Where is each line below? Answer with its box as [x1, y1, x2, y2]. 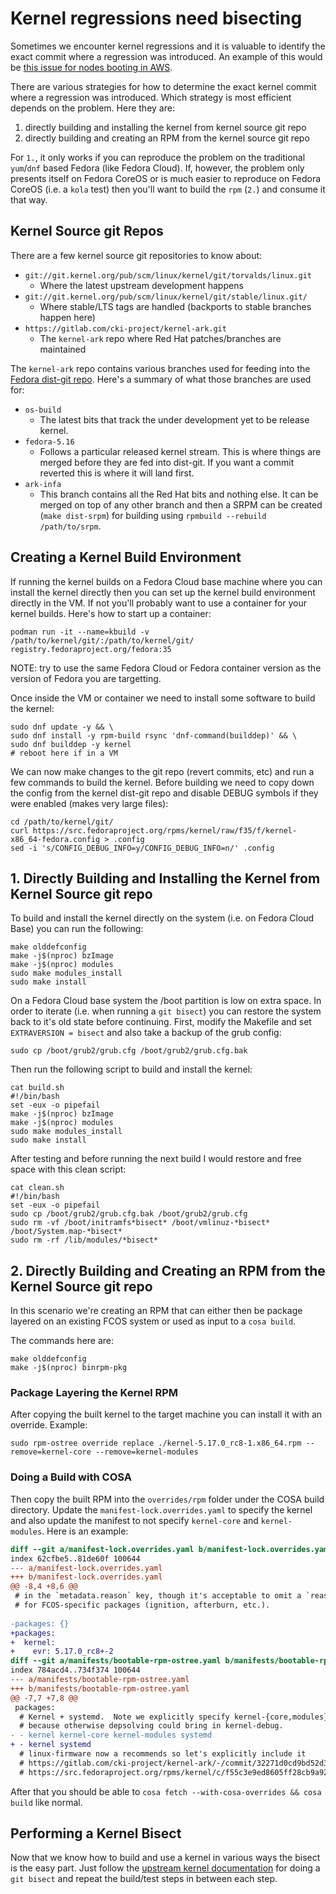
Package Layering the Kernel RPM [10, 1386, 179, 1400]
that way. [10, 193, 48, 206]
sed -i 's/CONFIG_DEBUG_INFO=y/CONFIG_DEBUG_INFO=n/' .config [10, 843, 275, 853]
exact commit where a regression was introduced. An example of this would [10, 50, 323, 62]
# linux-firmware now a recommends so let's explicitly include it [19, 1749, 307, 1759]
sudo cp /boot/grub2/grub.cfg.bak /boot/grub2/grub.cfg [10, 1209, 248, 1219]
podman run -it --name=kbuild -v [10, 627, 150, 637]
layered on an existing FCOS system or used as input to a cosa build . [10, 1315, 297, 1327]
